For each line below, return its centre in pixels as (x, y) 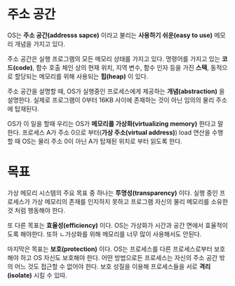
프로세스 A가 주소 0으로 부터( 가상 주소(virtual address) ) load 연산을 (116, 132)
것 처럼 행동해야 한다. (36, 210)
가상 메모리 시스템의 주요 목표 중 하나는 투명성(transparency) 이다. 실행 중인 (113, 193)
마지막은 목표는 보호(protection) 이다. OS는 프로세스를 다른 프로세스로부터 (110, 249)
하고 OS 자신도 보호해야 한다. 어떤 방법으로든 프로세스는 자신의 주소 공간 (119, 257)
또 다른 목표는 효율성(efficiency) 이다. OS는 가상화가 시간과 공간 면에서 (106, 225)
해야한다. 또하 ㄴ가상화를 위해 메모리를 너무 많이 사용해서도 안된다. (111, 234)
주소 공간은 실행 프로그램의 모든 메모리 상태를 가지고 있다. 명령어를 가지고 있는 (114, 59)
